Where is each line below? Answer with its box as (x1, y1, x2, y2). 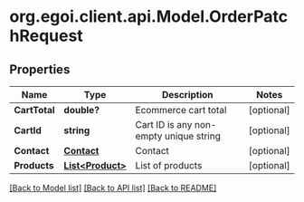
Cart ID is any (135, 119, 193, 130)
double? (63, 104, 100, 116)
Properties (9, 62, 71, 77)
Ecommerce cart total (135, 104, 227, 116)
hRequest (9, 25, 83, 46)
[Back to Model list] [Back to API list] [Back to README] (9, 183, 217, 193)
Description (161, 89, 214, 101)
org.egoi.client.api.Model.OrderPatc (9, 6, 288, 27)
